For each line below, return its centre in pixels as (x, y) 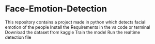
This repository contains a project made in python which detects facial (75, 22)
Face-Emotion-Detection (56, 9)
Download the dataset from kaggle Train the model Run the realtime (73, 32)
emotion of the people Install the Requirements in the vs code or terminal (78, 27)
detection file (18, 37)
